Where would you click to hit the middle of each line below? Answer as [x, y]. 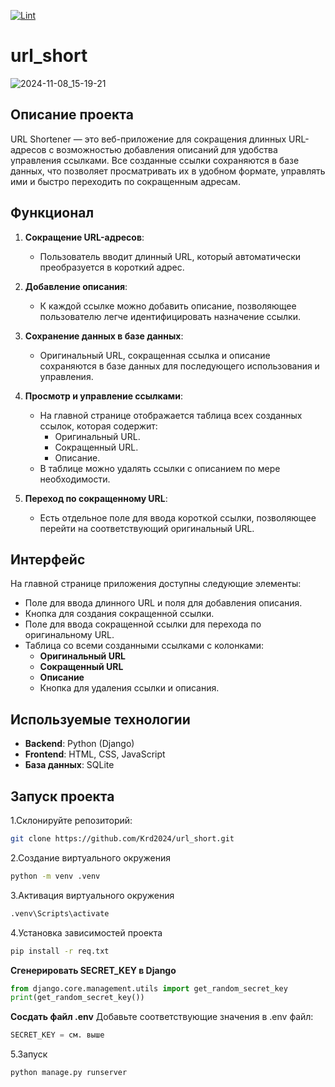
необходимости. [75, 479]
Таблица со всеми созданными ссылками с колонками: [144, 646]
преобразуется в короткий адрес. [112, 267]
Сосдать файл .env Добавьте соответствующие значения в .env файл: [162, 1017]
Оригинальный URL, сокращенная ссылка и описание [155, 355]
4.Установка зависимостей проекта [86, 932]
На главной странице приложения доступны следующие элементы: [156, 584]
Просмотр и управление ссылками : [103, 396]
